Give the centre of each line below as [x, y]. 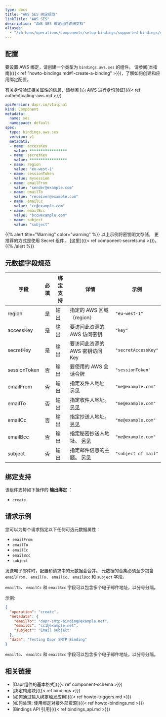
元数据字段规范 [28, 263]
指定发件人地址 [87, 383]
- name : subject [26, 220]
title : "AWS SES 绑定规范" [31, 14]
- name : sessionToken [32, 174]
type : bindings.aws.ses [34, 132]
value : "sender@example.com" [44, 187]
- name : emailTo [26, 192]
